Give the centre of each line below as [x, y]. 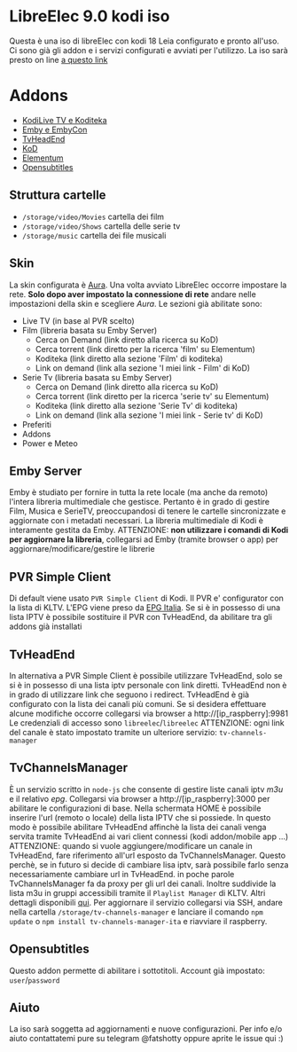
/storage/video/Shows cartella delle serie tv [101, 226]
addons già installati [46, 626]
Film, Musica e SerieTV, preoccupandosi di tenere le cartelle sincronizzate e [148, 511]
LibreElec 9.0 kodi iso [90, 16]
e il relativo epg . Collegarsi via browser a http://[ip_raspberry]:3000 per [140, 798]
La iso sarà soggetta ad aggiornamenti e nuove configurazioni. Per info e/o [146, 1029]
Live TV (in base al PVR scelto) [78, 320]
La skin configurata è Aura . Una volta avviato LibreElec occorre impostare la [148, 285]
